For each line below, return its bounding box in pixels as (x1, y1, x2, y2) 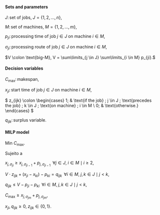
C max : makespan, (5, 77, 39, 83)
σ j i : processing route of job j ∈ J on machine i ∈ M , (5, 44, 107, 51)
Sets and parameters (5, 4, 48, 10)
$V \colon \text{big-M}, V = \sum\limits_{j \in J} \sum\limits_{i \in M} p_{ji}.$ (5, 54, 156, 60)
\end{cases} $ (5, 107, 34, 113)
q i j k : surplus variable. (5, 117, 47, 124)
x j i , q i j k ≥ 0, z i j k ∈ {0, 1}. (5, 203, 52, 211)
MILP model (5, 129, 30, 135)
